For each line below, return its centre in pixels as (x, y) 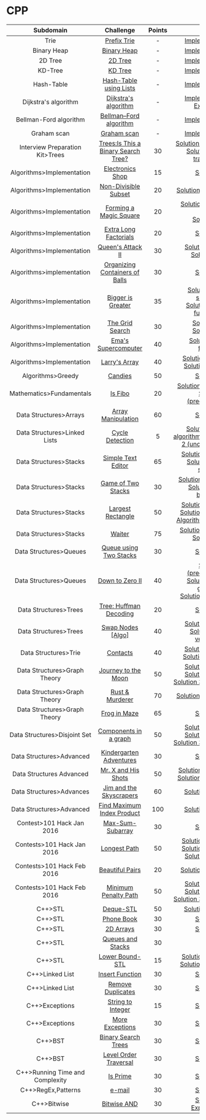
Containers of (120, 272)
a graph (120, 738)
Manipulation (120, 419)
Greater (120, 305)
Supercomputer (120, 348)
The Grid (120, 323)
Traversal (120, 1062)
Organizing (120, 265)
